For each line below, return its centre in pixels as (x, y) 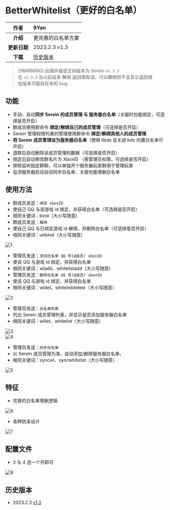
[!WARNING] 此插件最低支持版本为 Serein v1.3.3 (68, 71)
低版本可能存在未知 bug (42, 83)
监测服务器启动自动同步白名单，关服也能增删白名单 (66, 172)
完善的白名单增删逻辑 (35, 401)
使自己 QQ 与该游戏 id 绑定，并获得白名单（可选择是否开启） (76, 209)
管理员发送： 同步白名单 (36, 347)
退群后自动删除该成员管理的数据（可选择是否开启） (66, 153)
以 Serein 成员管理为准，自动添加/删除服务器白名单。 (68, 354)
